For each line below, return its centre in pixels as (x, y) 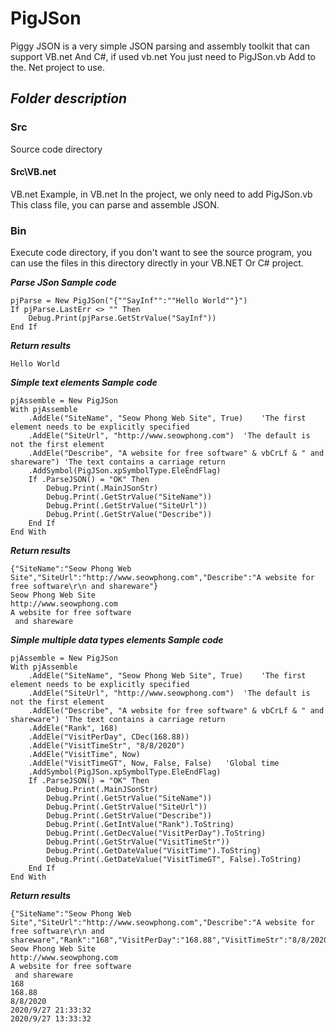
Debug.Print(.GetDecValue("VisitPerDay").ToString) (156, 833)
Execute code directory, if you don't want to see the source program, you (161, 253)
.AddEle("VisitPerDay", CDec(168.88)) (109, 737)
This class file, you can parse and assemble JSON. (115, 204)
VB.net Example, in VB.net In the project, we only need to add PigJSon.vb (161, 194)
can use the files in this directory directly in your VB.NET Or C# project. (157, 263)
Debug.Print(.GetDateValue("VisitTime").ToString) (154, 851)
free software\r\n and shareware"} (84, 587)
